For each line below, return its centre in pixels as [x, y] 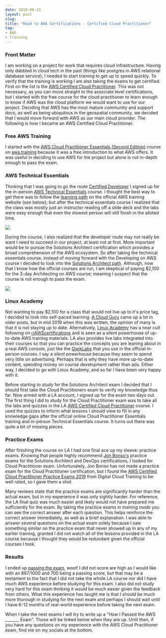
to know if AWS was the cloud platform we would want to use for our [75, 103]
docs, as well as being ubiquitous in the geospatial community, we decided [82, 113]
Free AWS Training [28, 136]
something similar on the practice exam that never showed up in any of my [81, 529]
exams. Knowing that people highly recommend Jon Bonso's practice [76, 456]
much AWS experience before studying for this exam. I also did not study [80, 584]
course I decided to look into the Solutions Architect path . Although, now [79, 263]
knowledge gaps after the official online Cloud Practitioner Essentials [76, 416]
